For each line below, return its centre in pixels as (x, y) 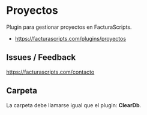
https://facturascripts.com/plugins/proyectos (70, 38)
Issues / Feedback (41, 57)
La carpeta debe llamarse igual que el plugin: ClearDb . (74, 105)
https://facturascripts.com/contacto (50, 72)
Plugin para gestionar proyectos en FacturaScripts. (69, 27)
